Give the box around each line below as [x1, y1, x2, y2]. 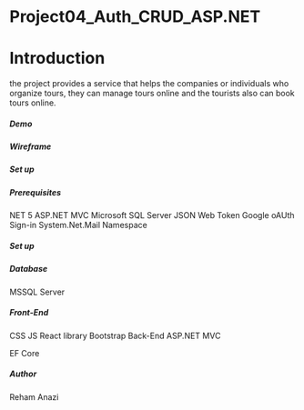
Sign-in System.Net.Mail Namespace [9, 220, 147, 231]
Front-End [9, 307, 49, 318]
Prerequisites [9, 186, 62, 197]
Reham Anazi [9, 391, 59, 402]
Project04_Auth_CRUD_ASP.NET [9, 6, 261, 27]
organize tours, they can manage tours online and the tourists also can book [9, 88, 296, 99]
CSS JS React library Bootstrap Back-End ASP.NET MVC [9, 330, 221, 341]
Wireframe [9, 141, 52, 152]
